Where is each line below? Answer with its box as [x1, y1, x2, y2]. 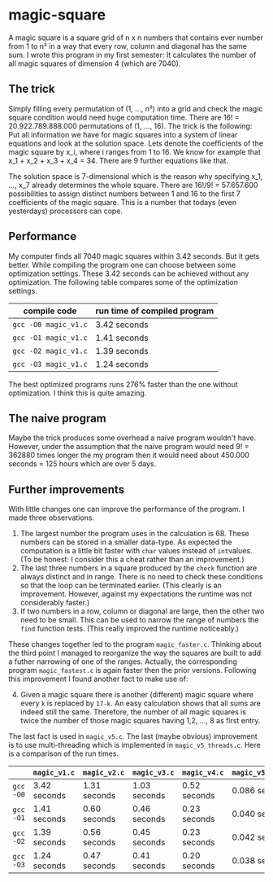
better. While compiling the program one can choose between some [8, 260, 236, 269]
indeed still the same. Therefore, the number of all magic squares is [19, 707, 246, 717]
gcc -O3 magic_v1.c [12, 360, 88, 369]
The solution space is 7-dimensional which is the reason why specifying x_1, [8, 171, 263, 181]
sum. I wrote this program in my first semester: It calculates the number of [8, 50, 257, 59]
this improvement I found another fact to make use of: [8, 674, 188, 684]
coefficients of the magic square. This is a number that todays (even [8, 197, 237, 207]
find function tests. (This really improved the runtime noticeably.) [19, 624, 240, 634]
